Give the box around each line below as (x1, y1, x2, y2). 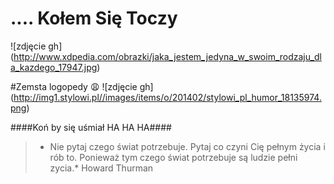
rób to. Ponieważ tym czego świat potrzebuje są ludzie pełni (49, 151, 298, 163)
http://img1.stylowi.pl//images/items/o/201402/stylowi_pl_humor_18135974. (13, 91, 322, 103)
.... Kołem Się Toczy (10, 7, 178, 30)
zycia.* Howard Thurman (49, 162, 154, 174)
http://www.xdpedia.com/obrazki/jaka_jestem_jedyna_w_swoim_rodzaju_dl (13, 50, 322, 62)
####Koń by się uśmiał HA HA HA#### (10, 121, 172, 133)
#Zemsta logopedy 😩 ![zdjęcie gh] (10, 80, 154, 92)
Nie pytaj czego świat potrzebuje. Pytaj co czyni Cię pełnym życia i (49, 140, 326, 152)
